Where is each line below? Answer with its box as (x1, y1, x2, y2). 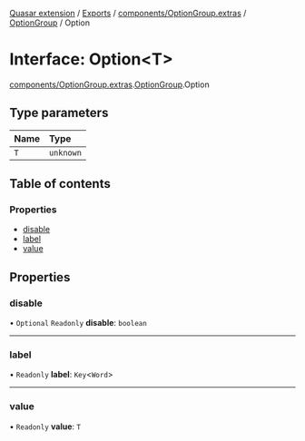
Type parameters (9, 105, 109, 121)
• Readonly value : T (9, 421, 82, 432)
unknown (48, 147, 82, 158)
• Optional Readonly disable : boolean (9, 318, 147, 328)
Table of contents (9, 176, 111, 191)
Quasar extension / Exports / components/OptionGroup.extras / (9, 8, 247, 18)
